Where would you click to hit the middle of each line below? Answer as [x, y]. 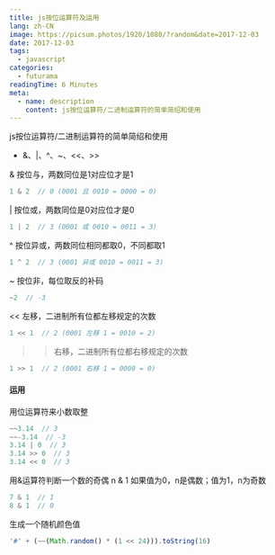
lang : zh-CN [31, 26]
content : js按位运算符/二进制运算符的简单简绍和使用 [113, 110]
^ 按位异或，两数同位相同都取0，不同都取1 [88, 245]
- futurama [38, 76]
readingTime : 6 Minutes [54, 85]
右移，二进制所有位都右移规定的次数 [121, 351]
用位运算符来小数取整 [49, 411]
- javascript [42, 59]
